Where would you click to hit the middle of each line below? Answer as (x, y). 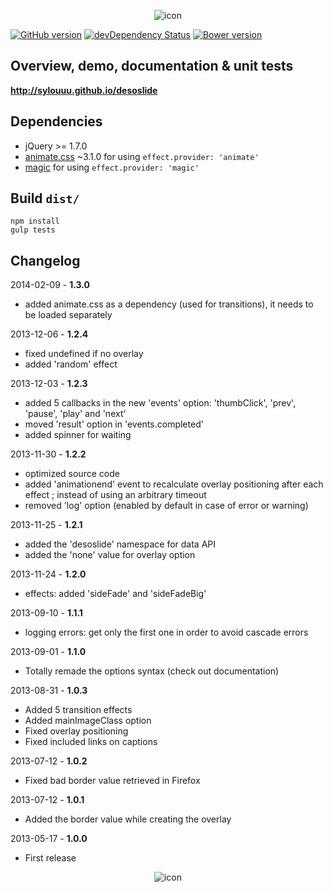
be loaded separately (68, 315)
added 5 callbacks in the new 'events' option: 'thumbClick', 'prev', (160, 403)
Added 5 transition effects (78, 710)
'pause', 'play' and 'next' (75, 414)
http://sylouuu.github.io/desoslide (84, 90)
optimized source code (72, 474)
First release (50, 858)
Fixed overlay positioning (76, 731)
